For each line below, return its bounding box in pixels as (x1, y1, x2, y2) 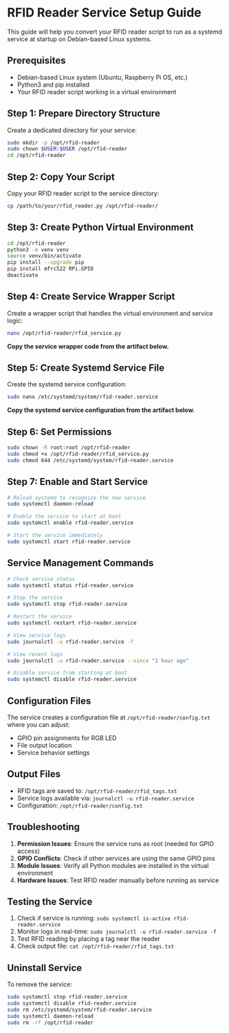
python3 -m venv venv (7, 246, 69, 253)
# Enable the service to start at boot (7, 513, 122, 520)
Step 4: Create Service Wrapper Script (7, 291, 175, 303)
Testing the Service (7, 895, 93, 907)
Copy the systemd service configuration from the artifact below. (7, 406, 195, 414)
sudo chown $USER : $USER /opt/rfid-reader (7, 146, 128, 153)
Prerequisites (7, 55, 66, 67)
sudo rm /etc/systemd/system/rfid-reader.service (7, 1006, 153, 1013)
